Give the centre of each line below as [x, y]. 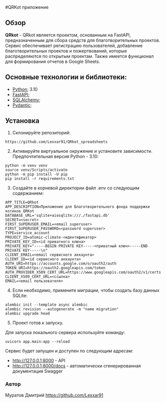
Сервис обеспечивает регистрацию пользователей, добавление [74, 45]
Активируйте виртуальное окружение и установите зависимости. [82, 151]
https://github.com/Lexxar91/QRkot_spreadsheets [56, 142]
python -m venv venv [27, 166]
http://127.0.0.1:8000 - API [39, 361]
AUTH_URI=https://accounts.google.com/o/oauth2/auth [61, 264]
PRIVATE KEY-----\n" [27, 251]
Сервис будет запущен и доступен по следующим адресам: [69, 351]
